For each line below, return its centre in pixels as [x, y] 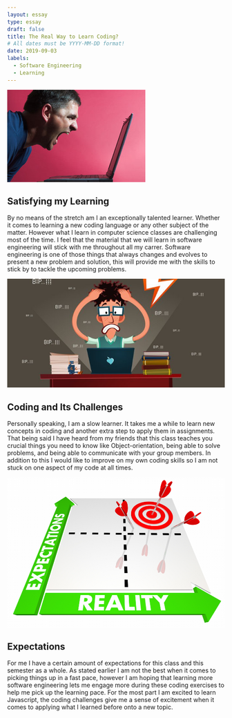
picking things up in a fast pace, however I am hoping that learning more [110, 678]
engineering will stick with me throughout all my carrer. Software [99, 247]
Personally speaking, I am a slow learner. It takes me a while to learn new [111, 424]
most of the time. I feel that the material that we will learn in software [105, 240]
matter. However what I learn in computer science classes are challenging [112, 233]
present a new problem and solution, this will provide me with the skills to [111, 262]
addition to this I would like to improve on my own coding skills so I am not [113, 460]
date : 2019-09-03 [32, 51]
